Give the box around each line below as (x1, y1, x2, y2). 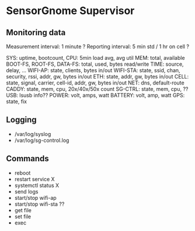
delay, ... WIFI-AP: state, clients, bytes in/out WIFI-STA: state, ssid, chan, (6, 67, 180, 74)
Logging (6, 115, 37, 125)
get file (14, 206, 32, 213)
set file (14, 213, 31, 220)
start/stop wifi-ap (14, 194, 57, 201)
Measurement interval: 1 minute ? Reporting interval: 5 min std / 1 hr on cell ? (6, 43, 190, 50)
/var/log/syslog (14, 130, 51, 137)
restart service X (14, 175, 55, 182)
